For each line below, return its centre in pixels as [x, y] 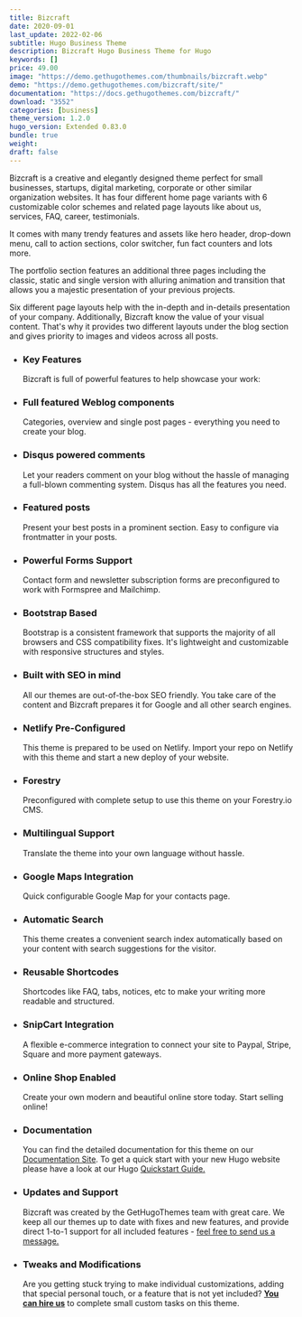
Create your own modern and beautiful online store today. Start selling [153, 1097]
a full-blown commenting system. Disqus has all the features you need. [154, 484]
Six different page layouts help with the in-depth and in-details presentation [150, 307]
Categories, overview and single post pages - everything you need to [151, 422]
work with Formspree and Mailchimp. [91, 590]
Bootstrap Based [59, 613]
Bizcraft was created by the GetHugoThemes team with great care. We [154, 1212]
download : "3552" [42, 102]
